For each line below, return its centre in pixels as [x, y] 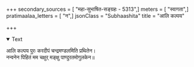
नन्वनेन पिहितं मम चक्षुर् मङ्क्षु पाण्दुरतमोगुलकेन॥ [50, 57]
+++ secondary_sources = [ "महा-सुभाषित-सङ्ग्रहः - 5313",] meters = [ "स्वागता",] [98, 9]
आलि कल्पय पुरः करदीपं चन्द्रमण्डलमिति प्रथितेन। [51, 51]
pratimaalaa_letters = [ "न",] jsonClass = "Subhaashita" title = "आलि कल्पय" [96, 16]
